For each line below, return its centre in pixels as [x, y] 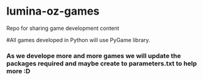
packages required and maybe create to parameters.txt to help [102, 64]
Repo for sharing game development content [63, 28]
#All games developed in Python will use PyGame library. [78, 40]
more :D [18, 71]
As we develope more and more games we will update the [94, 56]
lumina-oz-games [53, 11]
